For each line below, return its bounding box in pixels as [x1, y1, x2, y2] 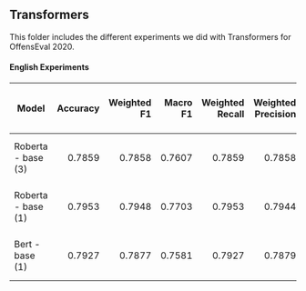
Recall [217, 108, 245, 121]
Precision [254, 108, 297, 121]
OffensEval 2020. [9, 41, 75, 52]
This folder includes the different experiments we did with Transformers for [9, 31, 291, 42]
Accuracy [56, 102, 100, 115]
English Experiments [9, 62, 89, 73]
